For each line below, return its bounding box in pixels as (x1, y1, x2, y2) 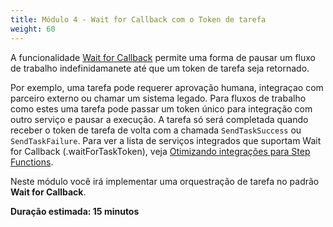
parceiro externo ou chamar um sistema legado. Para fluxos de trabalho (10, 92, 307, 104)
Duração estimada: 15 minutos (10, 205, 140, 217)
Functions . (10, 156, 54, 168)
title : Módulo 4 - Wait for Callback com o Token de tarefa (10, 14, 267, 25)
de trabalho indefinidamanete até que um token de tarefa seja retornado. (10, 62, 310, 74)
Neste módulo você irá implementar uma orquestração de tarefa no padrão (10, 175, 320, 187)
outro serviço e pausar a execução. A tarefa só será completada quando (10, 113, 309, 125)
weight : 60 (10, 24, 56, 34)
